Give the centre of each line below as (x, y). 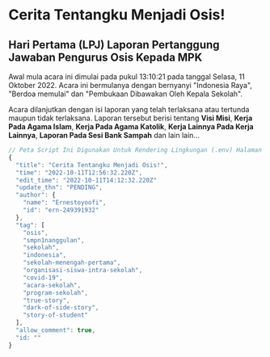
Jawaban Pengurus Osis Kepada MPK (105, 57)
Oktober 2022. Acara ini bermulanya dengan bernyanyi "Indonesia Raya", (131, 85)
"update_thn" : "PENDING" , (59, 187)
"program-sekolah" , (56, 292)
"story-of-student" (56, 315)
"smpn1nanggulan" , (54, 240)
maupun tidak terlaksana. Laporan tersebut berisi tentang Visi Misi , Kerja (131, 118)
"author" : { (36, 195)
